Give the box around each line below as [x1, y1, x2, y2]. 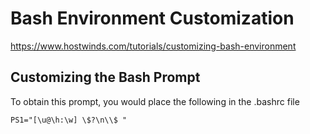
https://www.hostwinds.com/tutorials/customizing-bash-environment [10, 40, 297, 52]
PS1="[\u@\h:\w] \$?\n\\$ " [10, 115, 128, 125]
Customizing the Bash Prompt [10, 69, 201, 86]
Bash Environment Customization [10, 7, 295, 30]
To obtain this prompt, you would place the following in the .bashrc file [10, 95, 300, 107]
